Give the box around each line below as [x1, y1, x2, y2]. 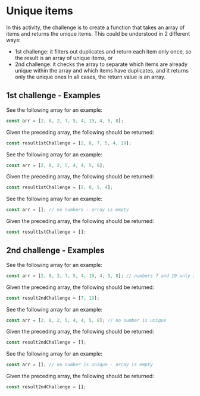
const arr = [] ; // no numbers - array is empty [6, 207, 129, 213]
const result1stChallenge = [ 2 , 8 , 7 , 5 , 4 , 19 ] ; [6, 140, 132, 146]
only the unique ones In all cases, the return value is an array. [14, 73, 165, 80]
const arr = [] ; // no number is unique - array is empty [6, 362, 153, 368]
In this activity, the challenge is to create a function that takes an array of [6, 24, 185, 31]
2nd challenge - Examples [6, 246, 105, 256]
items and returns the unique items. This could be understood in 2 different [6, 30, 190, 37]
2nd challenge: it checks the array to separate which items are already [14, 61, 188, 68]
